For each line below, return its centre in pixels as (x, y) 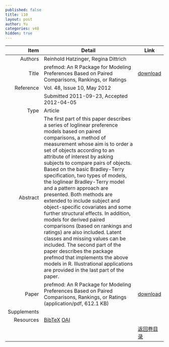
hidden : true (19, 33)
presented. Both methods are (78, 194)
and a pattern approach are (76, 188)
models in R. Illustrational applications (88, 264)
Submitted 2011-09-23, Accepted (86, 96)
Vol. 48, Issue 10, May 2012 (77, 88)
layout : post (19, 19)
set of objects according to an (79, 150)
